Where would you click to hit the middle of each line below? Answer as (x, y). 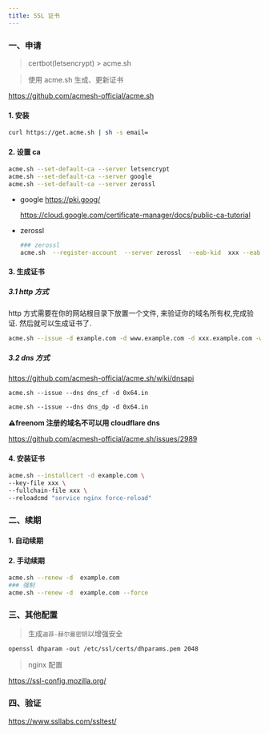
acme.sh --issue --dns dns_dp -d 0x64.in (78, 407)
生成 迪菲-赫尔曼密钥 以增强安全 (75, 634)
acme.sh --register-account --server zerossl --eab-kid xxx (129, 252)
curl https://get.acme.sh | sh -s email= (78, 133)
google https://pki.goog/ (60, 199)
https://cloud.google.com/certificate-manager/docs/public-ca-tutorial (135, 215)
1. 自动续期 (26, 541)
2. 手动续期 (27, 560)
